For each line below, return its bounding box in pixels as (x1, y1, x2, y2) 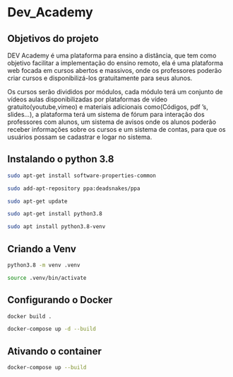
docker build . (7, 313, 52, 320)
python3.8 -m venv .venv (7, 261, 80, 269)
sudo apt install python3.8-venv (7, 223, 106, 230)
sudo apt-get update (7, 198, 68, 205)
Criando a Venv (7, 242, 76, 255)
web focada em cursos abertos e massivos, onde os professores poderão (7, 67, 222, 74)
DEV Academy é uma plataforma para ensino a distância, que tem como (7, 51, 217, 60)
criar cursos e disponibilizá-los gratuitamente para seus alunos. (7, 74, 193, 82)
